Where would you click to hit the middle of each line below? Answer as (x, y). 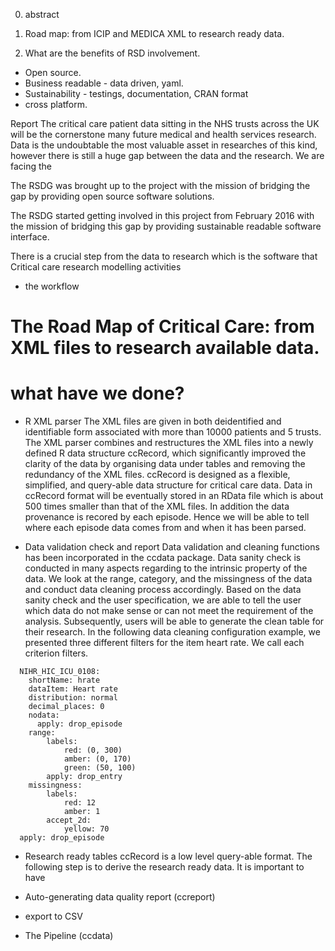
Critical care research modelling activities (96, 267)
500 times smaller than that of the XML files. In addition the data (157, 506)
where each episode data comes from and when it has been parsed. (165, 528)
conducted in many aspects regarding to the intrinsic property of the (166, 568)
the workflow (52, 286)
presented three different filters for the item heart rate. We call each (164, 643)
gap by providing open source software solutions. (112, 196)
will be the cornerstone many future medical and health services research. (163, 134)
